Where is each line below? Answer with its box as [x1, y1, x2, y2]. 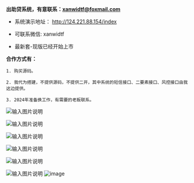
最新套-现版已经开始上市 [14, 43, 74, 50]
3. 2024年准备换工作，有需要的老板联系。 [6, 97, 95, 103]
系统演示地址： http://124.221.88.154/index [14, 18, 117, 25]
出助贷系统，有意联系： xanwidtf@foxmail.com [6, 6, 121, 12]
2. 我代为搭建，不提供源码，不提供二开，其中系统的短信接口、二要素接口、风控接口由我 [6, 80, 188, 85]
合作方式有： [6, 56, 37, 62]
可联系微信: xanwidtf [14, 30, 64, 37]
